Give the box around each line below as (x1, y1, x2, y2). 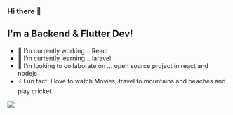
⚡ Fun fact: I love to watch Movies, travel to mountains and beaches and (17, 76, 226, 85)
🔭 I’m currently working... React (17, 46, 109, 55)
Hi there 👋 (7, 6, 42, 16)
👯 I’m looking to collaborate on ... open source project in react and (17, 61, 209, 69)
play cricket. (17, 87, 54, 95)
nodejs (17, 69, 37, 77)
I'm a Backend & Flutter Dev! (7, 28, 133, 40)
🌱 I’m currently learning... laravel (17, 54, 112, 62)
